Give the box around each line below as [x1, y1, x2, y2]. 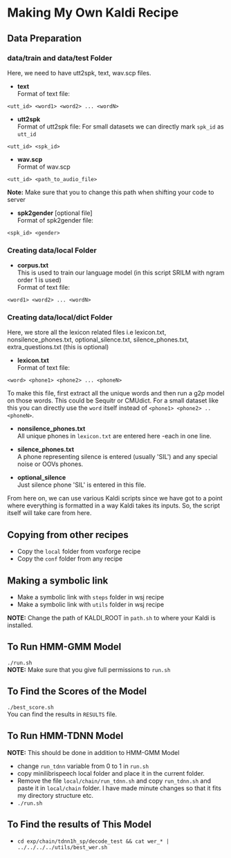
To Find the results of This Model [7, 818, 152, 830]
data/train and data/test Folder [7, 53, 113, 63]
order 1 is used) [17, 276, 62, 284]
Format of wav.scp [17, 162, 71, 171]
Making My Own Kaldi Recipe [7, 5, 179, 21]
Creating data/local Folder [7, 245, 97, 255]
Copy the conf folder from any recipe [17, 554, 123, 563]
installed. [7, 621, 33, 630]
